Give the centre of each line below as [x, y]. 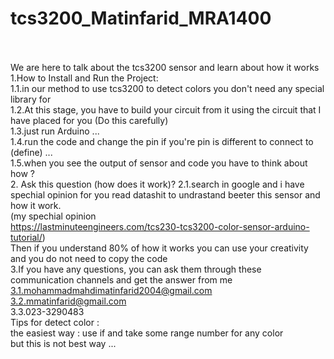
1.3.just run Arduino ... [55, 131]
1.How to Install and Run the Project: [84, 78]
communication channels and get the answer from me [121, 279]
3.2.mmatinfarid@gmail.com [68, 301]
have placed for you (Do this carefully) [89, 120]
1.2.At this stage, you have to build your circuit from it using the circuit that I [166, 109]
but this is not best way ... [63, 343]
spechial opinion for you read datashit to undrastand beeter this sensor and [165, 194]
